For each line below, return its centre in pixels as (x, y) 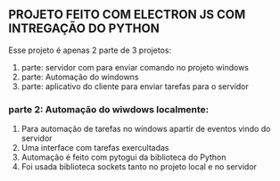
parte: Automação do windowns (80, 77)
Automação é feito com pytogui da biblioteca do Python (124, 157)
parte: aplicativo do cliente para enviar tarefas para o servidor (135, 86)
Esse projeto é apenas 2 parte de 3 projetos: (90, 50)
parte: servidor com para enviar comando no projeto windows (135, 67)
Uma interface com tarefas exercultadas (95, 148)
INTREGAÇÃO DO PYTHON (84, 29)
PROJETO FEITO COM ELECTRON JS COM (127, 15)
